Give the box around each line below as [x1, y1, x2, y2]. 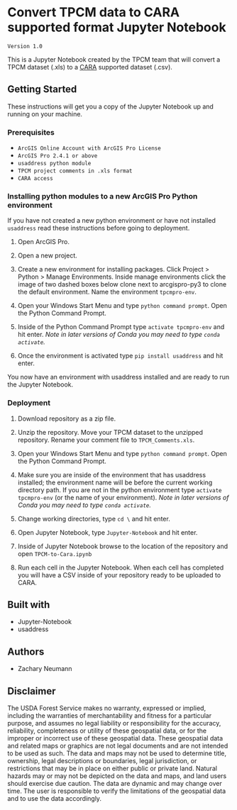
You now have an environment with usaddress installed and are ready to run [7, 373, 230, 382]
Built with [7, 599, 50, 611]
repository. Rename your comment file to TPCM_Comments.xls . [17, 435, 195, 444]
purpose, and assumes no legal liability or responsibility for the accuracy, [7, 719, 221, 728]
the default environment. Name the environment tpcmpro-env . [17, 288, 197, 296]
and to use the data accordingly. [7, 794, 101, 803]
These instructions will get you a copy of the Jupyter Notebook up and [7, 102, 214, 111]
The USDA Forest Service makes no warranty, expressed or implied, [7, 704, 206, 713]
